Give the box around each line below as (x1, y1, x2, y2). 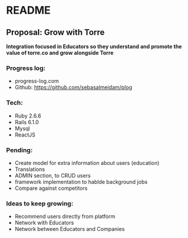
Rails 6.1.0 (14, 118, 39, 125)
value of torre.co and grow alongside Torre (6, 49, 114, 56)
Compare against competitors (14, 185, 88, 192)
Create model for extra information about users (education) (14, 159, 160, 166)
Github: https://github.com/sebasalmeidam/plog (14, 84, 132, 91)
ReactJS (14, 131, 36, 138)
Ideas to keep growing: (6, 199, 74, 208)
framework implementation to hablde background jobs (14, 178, 148, 185)
